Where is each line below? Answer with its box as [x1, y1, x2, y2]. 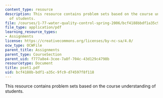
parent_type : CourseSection [5, 52, 62, 57]
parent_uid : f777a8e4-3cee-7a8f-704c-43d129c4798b [5, 56, 110, 61]
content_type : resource [5, 7, 53, 12]
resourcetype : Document [5, 61, 53, 66]
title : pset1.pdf [5, 66, 40, 70]
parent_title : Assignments [5, 47, 60, 52]
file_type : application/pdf [5, 25, 62, 30]
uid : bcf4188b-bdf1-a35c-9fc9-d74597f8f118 [5, 70, 95, 75]
